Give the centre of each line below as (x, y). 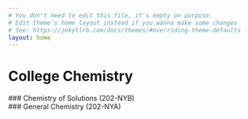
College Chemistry (71, 76)
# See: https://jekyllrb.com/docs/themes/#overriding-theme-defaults (125, 30)
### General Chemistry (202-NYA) (65, 106)
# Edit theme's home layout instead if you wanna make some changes (123, 23)
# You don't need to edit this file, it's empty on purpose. (111, 15)
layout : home (30, 37)
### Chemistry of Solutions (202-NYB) (72, 99)
